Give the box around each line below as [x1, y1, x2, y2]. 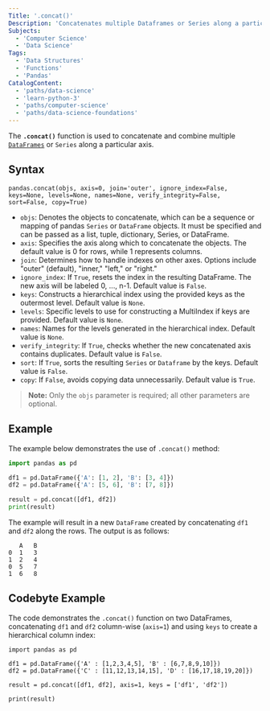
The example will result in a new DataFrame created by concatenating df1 [8, 518, 249, 527]
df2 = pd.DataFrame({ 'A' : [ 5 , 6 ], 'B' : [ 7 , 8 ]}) [8, 481, 174, 489]
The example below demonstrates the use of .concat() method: [8, 443, 220, 453]
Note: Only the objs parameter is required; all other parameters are [27, 390, 251, 400]
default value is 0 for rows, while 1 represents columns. [19, 246, 202, 256]
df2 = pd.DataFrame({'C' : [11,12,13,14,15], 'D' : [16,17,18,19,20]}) [8, 667, 253, 675]
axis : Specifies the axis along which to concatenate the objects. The [19, 238, 247, 248]
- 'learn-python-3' [15, 94, 81, 102]
